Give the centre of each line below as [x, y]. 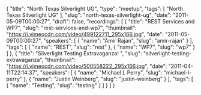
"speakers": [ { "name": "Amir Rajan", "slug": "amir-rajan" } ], [118, 41]
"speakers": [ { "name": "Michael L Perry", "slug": [101, 72]
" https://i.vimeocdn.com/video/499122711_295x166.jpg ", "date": [85, 34]
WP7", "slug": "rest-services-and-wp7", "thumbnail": [71, 28]
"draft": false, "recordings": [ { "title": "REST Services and [123, 21]
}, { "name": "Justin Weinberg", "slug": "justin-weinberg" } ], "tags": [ [109, 79]
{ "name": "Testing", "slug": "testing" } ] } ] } [61, 85]
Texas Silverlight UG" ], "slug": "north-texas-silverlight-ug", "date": [89, 15]
